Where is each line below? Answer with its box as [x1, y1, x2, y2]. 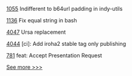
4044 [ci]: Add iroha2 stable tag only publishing [6, 40, 127, 47]
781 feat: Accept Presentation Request [6, 52, 102, 59]
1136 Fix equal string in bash [6, 17, 77, 24]
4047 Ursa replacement [6, 28, 66, 36]
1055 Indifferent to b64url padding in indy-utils [6, 5, 123, 12]
